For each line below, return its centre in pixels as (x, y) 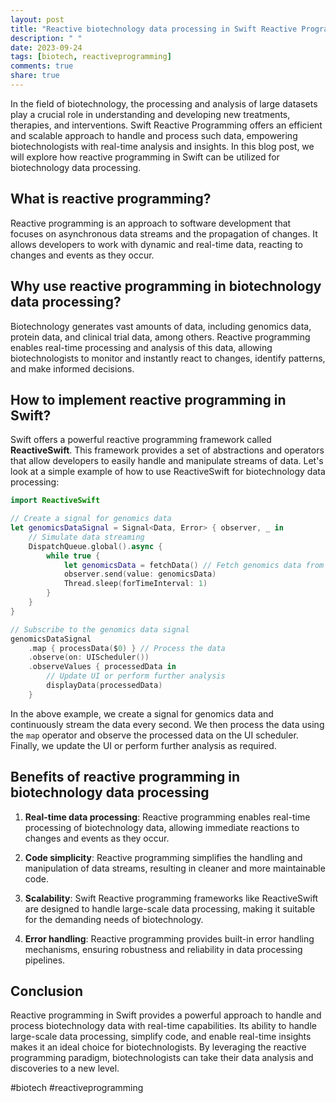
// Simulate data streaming (86, 537)
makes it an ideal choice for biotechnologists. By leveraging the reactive (158, 1047)
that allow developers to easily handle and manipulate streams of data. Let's (167, 461)
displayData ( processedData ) (104, 686)
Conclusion (47, 991)
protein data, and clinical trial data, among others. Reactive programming (160, 337)
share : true (35, 76)
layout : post (37, 19)
